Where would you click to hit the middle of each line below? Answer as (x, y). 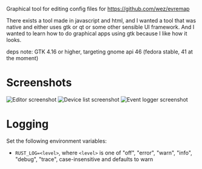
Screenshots (39, 83)
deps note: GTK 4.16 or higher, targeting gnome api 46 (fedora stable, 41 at (99, 52)
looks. (14, 40)
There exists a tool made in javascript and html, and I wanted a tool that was (101, 20)
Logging (28, 124)
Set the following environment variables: (57, 141)
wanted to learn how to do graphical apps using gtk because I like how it (97, 33)
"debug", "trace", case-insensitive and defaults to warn (84, 159)
